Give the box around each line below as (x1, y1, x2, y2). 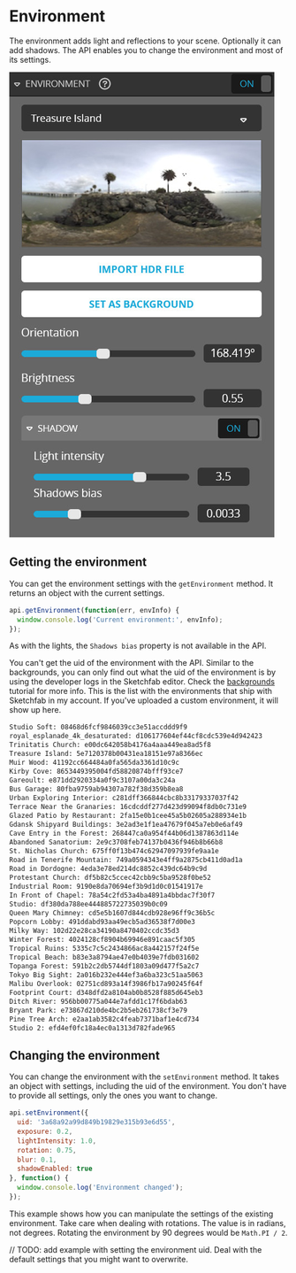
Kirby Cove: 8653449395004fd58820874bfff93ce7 (9, 768, 184, 776)
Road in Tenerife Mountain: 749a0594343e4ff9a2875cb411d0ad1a (9, 856, 243, 865)
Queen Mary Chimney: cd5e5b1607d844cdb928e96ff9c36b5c (9, 909, 216, 918)
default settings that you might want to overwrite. (9, 1254, 188, 1264)
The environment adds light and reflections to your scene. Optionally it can (9, 35, 281, 46)
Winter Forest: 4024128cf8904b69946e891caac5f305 (9, 936, 196, 945)
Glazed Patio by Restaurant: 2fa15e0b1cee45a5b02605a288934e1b (9, 812, 247, 821)
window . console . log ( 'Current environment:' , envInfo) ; (17, 615, 224, 624)
